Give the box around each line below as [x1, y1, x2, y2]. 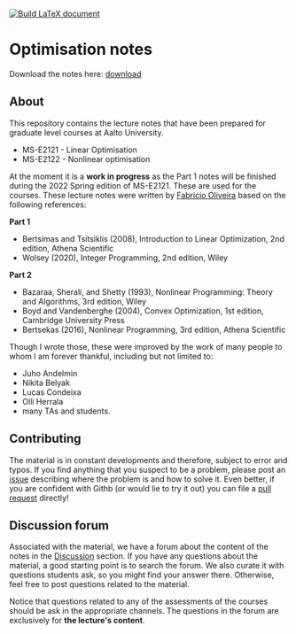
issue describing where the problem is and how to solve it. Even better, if [9, 474, 275, 484]
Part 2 [9, 269, 33, 280]
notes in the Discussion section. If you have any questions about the [9, 551, 259, 561]
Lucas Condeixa [21, 386, 82, 398]
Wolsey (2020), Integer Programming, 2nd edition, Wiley [21, 252, 229, 263]
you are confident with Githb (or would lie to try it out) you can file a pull [9, 483, 272, 493]
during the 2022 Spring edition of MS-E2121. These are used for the [9, 180, 257, 190]
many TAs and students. [21, 406, 111, 416]
